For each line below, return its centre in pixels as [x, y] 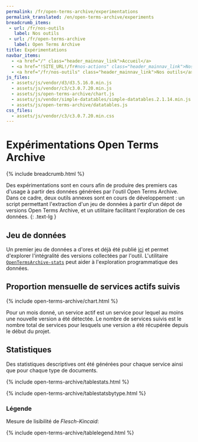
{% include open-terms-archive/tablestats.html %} [68, 382]
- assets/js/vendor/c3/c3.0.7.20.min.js [62, 89]
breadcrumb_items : [29, 22]
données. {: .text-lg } [32, 217]
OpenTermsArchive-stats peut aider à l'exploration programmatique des [92, 262]
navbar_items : [24, 55]
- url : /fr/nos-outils [37, 28]
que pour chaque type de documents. [52, 370]
